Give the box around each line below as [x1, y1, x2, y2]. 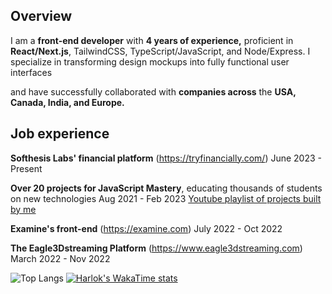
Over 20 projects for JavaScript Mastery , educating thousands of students [10, 182, 323, 194]
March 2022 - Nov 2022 [10, 252, 111, 264]
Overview [10, 8, 73, 25]
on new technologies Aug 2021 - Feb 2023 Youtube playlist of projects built [10, 192, 322, 204]
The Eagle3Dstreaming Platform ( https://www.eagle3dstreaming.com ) [10, 242, 303, 254]
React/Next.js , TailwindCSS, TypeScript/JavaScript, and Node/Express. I [10, 45, 311, 57]
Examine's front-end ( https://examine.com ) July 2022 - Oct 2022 [10, 222, 283, 234]
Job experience [10, 125, 110, 143]
